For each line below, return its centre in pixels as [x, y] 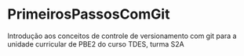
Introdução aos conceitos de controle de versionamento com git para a [122, 36]
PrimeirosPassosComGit [89, 14]
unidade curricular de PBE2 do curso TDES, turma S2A [96, 44]
